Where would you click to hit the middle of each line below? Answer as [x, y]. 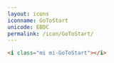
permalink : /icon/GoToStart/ [51, 34]
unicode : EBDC [28, 27]
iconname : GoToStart [38, 21]
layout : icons [28, 14]
